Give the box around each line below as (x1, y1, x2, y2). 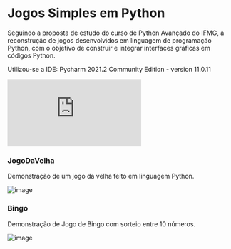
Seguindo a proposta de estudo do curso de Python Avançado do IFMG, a (7, 28, 225, 37)
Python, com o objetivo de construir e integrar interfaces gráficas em (7, 43, 210, 52)
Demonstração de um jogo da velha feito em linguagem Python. (7, 172, 195, 181)
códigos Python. (7, 51, 56, 60)
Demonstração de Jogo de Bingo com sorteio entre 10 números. (7, 219, 196, 228)
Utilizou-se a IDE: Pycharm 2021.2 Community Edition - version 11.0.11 (7, 65, 212, 73)
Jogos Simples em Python (7, 5, 165, 21)
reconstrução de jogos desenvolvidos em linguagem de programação (7, 36, 212, 44)
